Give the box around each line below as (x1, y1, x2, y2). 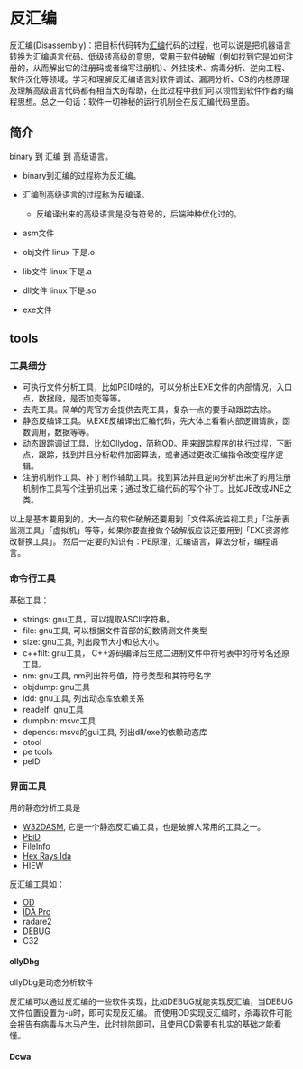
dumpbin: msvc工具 (22, 714, 96, 726)
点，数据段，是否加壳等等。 (22, 393, 126, 404)
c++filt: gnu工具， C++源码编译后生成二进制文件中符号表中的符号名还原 (22, 647, 290, 659)
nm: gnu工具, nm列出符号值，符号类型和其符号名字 (22, 669, 212, 681)
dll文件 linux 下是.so (22, 285, 96, 296)
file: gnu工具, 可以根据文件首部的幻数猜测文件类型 (22, 624, 207, 636)
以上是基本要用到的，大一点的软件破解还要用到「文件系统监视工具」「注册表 (9, 513, 290, 524)
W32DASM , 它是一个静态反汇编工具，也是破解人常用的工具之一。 (22, 822, 266, 833)
